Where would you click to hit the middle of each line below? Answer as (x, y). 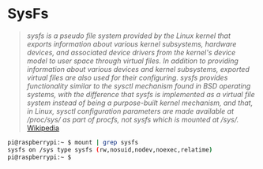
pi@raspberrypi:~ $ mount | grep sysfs (73, 142)
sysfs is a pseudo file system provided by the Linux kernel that (128, 36)
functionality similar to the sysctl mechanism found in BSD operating (139, 86)
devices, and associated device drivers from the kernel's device (131, 52)
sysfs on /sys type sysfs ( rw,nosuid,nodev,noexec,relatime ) (110, 150)
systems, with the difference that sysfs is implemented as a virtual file (141, 94)
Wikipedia (43, 128)
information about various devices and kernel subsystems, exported (138, 69)
